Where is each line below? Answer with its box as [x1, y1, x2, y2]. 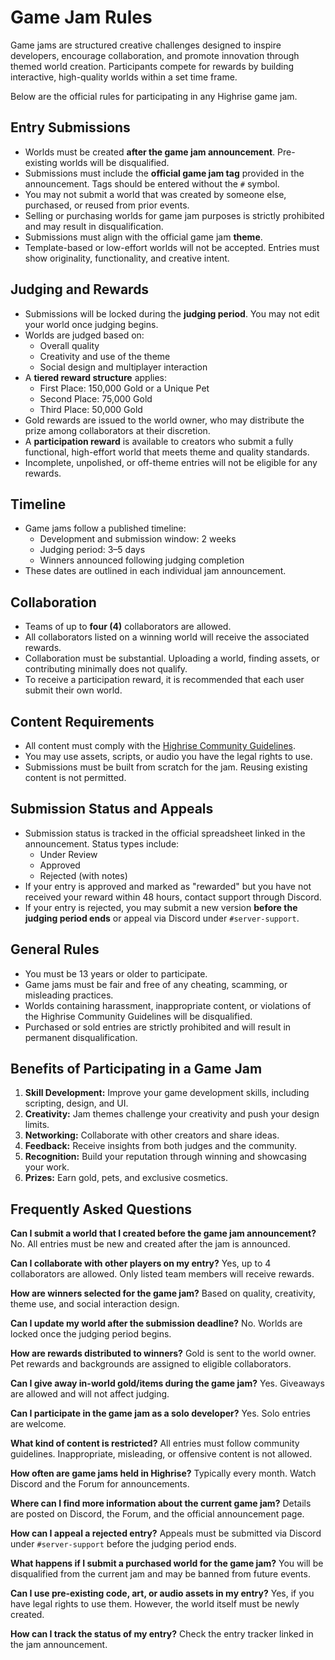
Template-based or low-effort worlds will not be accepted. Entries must [24, 241, 320, 253]
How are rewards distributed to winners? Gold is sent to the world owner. [10, 1347, 317, 1360]
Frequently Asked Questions [10, 1201, 193, 1218]
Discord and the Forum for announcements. [10, 1478, 190, 1490]
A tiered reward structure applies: [24, 371, 167, 383]
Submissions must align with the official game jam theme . [24, 231, 263, 243]
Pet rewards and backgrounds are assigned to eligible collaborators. [10, 1358, 292, 1370]
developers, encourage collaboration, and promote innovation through [10, 49, 300, 61]
